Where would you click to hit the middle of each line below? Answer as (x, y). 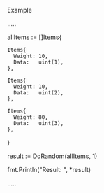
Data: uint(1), (39, 62)
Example (20, 10)
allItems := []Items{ (35, 37)
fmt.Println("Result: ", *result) (49, 170)
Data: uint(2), (39, 93)
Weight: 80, (31, 117)
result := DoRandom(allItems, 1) (52, 156)
